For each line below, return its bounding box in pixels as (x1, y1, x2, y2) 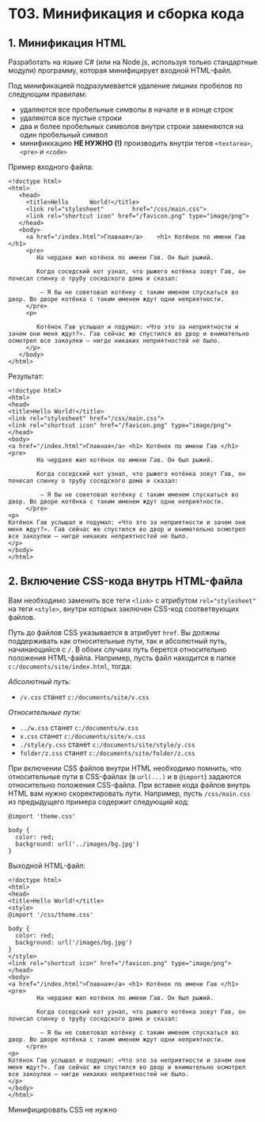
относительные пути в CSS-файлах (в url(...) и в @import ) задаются (8, 771, 241, 781)
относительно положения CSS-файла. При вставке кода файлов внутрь (8, 780, 251, 789)
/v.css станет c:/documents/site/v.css (19, 692, 150, 702)
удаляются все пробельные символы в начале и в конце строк (19, 105, 233, 114)
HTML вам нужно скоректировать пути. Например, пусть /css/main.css (8, 789, 251, 798)
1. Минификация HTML (8, 36, 127, 50)
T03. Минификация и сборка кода (8, 5, 245, 23)
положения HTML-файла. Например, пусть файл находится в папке (8, 652, 237, 662)
